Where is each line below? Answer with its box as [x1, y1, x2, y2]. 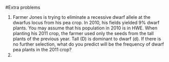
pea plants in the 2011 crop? [12, 47, 72, 52]
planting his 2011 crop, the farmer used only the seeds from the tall [12, 30, 154, 36]
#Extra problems [5, 5, 40, 10]
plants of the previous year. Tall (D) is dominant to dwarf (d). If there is [12, 36, 161, 42]
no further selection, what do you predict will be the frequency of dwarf [12, 41, 164, 47]
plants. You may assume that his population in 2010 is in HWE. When [12, 25, 158, 31]
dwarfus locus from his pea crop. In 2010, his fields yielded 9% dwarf [12, 20, 160, 25]
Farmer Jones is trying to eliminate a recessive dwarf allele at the [12, 14, 151, 20]
